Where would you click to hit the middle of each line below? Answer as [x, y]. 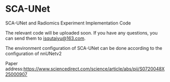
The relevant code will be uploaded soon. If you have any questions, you [82, 33]
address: [15, 69]
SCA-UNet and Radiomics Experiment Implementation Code [68, 23]
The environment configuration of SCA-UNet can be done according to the [84, 48]
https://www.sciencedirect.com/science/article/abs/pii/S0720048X [94, 69]
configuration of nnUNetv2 [34, 53]
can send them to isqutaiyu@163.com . [45, 38]
